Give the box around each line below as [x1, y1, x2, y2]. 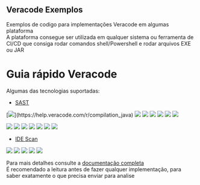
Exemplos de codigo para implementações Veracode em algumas [6, 20, 169, 28]
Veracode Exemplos [6, 5, 83, 15]
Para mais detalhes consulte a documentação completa [6, 159, 145, 166]
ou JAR [6, 46, 24, 53]
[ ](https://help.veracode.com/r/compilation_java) [6, 111, 134, 118]
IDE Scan [14, 135, 38, 142]
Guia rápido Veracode [6, 67, 117, 80]
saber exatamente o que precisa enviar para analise [6, 172, 135, 179]
